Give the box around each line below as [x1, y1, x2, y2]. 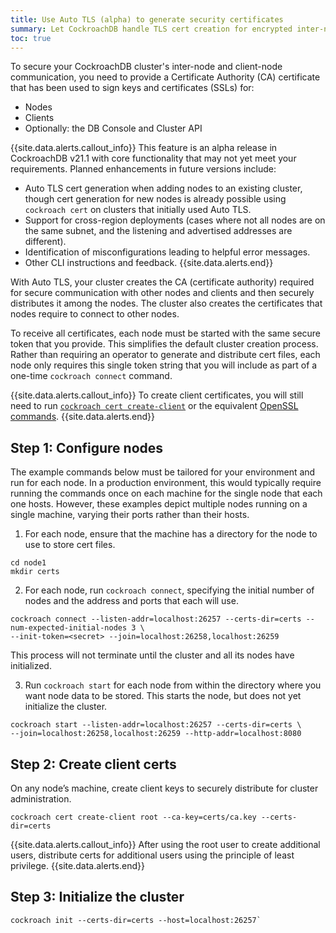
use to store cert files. [24, 539, 116, 551]
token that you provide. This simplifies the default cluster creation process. [10, 338, 319, 350]
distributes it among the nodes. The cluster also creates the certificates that [10, 297, 323, 310]
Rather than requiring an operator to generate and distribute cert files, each [10, 349, 321, 361]
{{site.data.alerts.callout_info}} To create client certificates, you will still [10, 389, 304, 401]
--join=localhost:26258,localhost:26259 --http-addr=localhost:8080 [10, 729, 302, 739]
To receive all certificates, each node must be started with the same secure [10, 327, 322, 340]
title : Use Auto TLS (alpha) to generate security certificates [10, 14, 284, 25]
